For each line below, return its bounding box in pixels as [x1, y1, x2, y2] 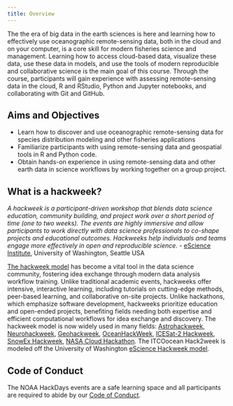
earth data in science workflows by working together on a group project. [17, 165, 227, 174]
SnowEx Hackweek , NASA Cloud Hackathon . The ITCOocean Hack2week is [7, 337, 226, 346]
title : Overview [7, 10, 55, 18]
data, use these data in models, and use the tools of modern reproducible [7, 59, 219, 67]
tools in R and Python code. [17, 150, 97, 158]
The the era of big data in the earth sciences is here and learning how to [7, 29, 216, 38]
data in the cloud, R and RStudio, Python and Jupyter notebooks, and [7, 81, 206, 90]
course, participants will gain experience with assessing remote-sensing [7, 74, 216, 83]
